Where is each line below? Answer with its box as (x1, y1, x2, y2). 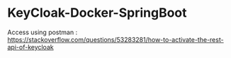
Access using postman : (7, 28, 78, 36)
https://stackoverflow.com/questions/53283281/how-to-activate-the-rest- (7, 35, 225, 43)
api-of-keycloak (7, 43, 55, 51)
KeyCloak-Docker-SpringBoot (7, 5, 187, 21)
